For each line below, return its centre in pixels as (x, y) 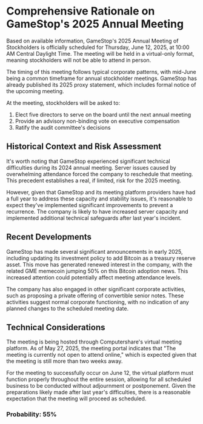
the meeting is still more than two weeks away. (65, 361)
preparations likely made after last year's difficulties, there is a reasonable (98, 393)
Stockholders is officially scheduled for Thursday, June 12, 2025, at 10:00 (98, 47)
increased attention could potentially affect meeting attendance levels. (94, 277)
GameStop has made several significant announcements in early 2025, (95, 251)
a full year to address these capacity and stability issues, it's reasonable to (99, 199)
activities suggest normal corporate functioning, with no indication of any (98, 302)
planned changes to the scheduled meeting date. (68, 308)
